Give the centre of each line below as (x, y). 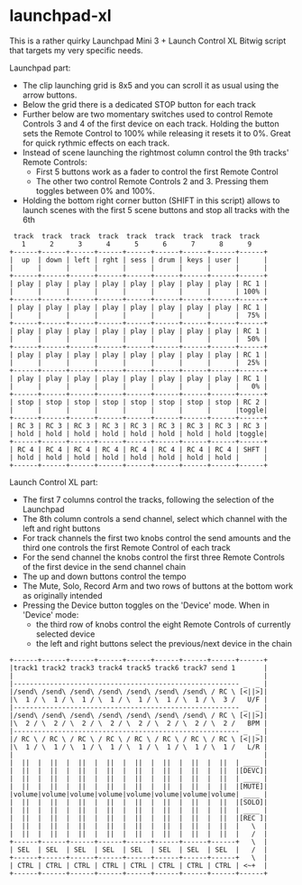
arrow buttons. (50, 95)
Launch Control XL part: (54, 482)
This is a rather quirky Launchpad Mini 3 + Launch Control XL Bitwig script (148, 41)
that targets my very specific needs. (76, 50)
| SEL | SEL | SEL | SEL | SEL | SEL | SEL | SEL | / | (139, 850)
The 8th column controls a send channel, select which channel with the (155, 518)
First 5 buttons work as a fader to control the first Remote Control (157, 172)
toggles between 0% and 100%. (96, 191)
